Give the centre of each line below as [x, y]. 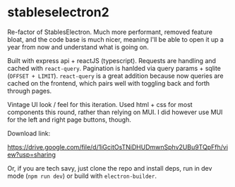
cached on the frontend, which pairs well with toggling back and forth [109, 83]
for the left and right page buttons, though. [70, 119]
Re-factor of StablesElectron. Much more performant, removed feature [110, 32]
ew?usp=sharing [32, 154]
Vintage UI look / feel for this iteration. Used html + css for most [100, 104]
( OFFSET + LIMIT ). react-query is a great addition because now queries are [115, 76]
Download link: [29, 133]
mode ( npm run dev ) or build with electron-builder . [82, 176]
